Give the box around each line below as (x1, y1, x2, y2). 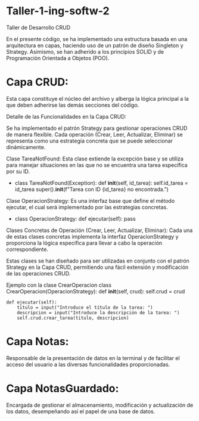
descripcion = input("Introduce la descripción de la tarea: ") (17, 309, 180, 315)
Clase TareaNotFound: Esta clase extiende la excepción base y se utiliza (6, 155, 184, 162)
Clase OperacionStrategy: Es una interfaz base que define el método (6, 197, 175, 204)
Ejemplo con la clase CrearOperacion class (6, 281, 112, 289)
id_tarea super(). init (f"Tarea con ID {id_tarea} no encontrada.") (14, 185, 169, 193)
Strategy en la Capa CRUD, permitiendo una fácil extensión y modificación (6, 264, 189, 271)
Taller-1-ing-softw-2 (6, 4, 110, 18)
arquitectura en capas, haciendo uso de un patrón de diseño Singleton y (6, 42, 184, 49)
